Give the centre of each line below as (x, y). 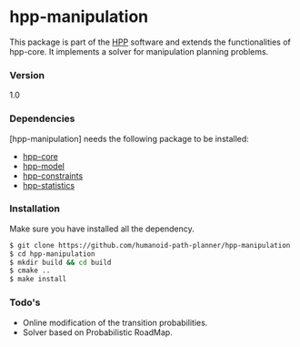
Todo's (25, 302)
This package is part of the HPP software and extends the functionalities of (150, 42)
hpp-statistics (49, 185)
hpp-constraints (53, 176)
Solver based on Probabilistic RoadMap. (97, 332)
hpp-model (44, 166)
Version (27, 75)
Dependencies (42, 118)
